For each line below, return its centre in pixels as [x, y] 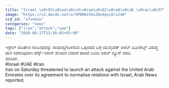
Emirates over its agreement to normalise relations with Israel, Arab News [81, 75]
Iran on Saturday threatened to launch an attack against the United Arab [80, 69]
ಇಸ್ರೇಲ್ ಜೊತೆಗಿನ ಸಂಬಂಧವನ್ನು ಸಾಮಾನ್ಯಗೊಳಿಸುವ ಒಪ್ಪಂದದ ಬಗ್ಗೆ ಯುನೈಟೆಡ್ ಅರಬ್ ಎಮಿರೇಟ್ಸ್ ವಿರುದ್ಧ [82, 47]
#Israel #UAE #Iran [25, 64]
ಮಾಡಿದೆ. [12, 58]
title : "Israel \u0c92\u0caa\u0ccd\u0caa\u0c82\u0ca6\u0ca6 [70, 10]
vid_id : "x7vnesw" [24, 19]
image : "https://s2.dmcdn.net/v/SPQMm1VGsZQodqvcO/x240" [66, 14]
